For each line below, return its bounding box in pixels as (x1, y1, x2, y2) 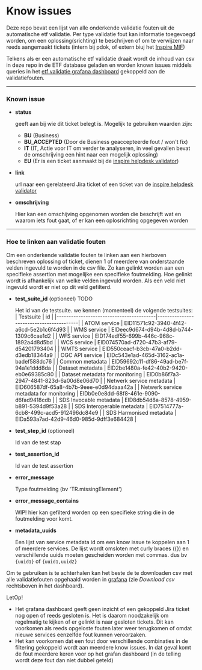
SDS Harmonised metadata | (106, 409, 177, 416)
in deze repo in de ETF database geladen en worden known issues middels (6, 61, 192, 69)
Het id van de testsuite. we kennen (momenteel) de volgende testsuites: (14, 306, 194, 314)
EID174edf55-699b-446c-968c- (94, 332, 175, 340)
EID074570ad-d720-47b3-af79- (97, 338, 177, 346)
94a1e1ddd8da (14, 364, 51, 371)
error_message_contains (14, 497, 79, 504)
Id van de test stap (14, 438, 61, 446)
